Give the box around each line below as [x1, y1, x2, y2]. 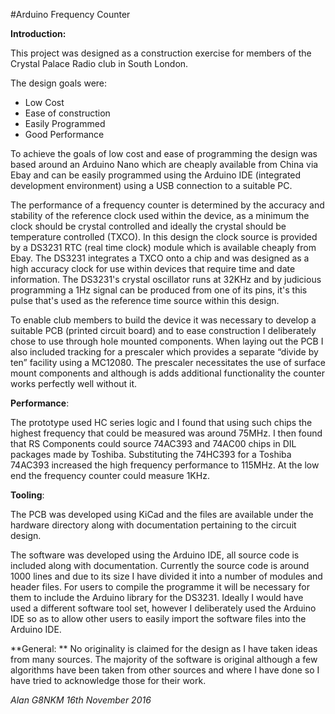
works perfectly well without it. [10, 378, 138, 389]
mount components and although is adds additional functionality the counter [10, 367, 325, 379]
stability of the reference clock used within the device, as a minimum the [10, 210, 310, 221]
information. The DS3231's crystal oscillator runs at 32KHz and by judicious [10, 274, 322, 285]
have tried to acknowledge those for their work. [10, 675, 207, 686]
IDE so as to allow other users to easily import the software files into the [10, 613, 307, 624]
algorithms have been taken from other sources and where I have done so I [10, 664, 320, 676]
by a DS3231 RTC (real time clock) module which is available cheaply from [10, 242, 317, 253]
